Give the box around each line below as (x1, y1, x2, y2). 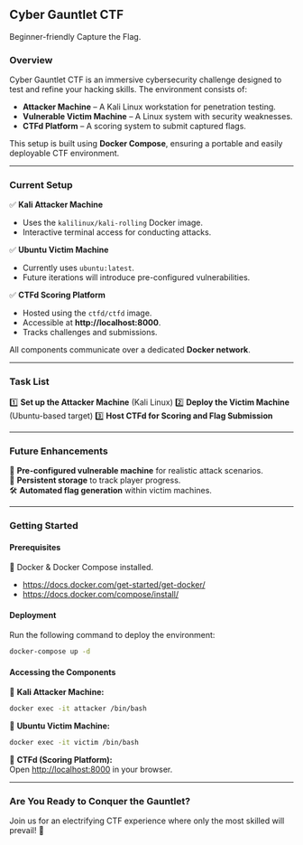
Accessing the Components (9, 666, 116, 677)
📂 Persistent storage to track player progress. (9, 474, 181, 485)
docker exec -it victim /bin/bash (9, 738, 140, 747)
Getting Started (9, 519, 78, 531)
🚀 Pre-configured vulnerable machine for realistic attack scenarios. (9, 465, 263, 475)
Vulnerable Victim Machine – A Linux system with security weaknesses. (22, 111, 293, 122)
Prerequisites (9, 541, 61, 552)
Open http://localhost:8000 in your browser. (9, 764, 173, 775)
